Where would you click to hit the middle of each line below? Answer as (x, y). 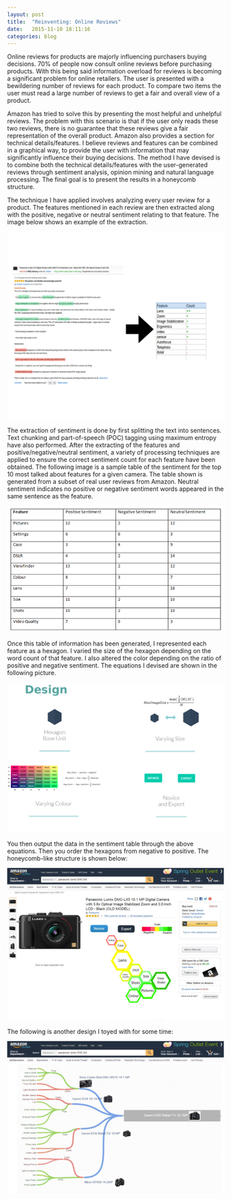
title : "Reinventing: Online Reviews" (64, 22)
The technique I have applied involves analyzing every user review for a (109, 200)
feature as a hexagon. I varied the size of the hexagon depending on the (109, 651)
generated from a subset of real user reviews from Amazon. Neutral (103, 481)
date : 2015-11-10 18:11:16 (49, 29)
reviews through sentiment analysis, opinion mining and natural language (111, 173)
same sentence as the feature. (50, 496)
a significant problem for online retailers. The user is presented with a (106, 78)
